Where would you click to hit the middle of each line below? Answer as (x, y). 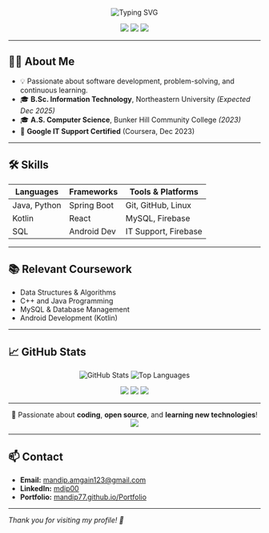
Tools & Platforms (164, 191)
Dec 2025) (38, 110)
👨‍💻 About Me (42, 61)
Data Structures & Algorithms (68, 292)
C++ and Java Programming (66, 301)
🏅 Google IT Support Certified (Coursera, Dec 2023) (107, 131)
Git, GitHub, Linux (159, 205)
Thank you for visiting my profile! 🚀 (66, 520)
